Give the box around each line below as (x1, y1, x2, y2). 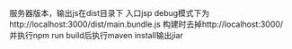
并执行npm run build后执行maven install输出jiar (9, 30, 184, 40)
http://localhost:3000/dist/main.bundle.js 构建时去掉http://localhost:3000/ (9, 19, 284, 29)
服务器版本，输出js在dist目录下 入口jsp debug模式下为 (9, 8, 210, 18)
